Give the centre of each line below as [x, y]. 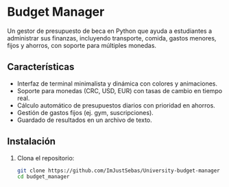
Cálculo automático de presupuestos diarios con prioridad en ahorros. [116, 105]
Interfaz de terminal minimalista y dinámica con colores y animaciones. [117, 84]
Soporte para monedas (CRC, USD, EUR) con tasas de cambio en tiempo [120, 90]
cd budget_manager [43, 177]
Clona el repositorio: [46, 158]
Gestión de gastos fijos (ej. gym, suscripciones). [85, 112]
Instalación [32, 141]
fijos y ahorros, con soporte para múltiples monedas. [82, 45]
